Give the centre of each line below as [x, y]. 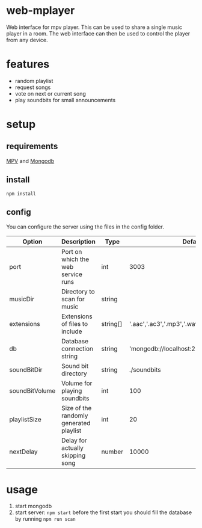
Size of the [76, 408]
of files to [75, 324]
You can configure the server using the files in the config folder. [85, 227]
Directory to [78, 291]
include [72, 331]
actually [72, 447]
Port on [72, 251]
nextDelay [23, 452]
